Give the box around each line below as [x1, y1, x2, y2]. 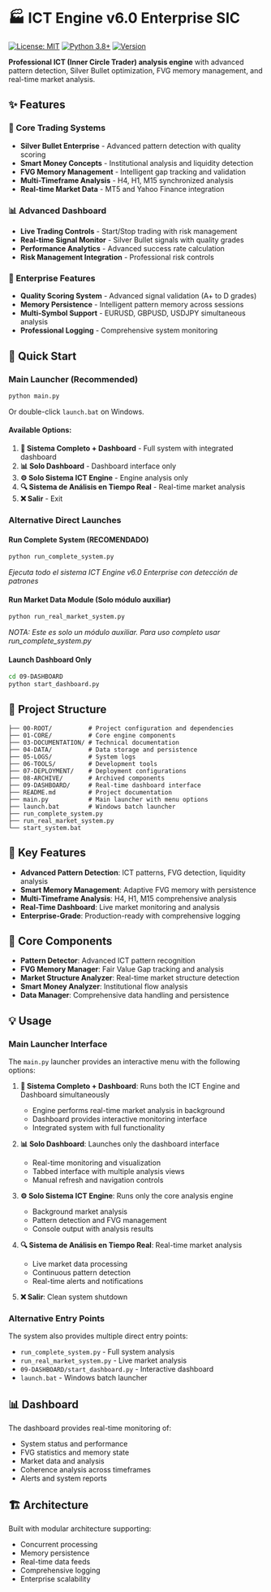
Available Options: [8, 425, 72, 435]
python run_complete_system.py [8, 553, 114, 561]
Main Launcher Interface [8, 1038, 108, 1050]
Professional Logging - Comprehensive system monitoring [19, 325, 218, 336]
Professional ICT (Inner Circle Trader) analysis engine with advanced [8, 57, 245, 67]
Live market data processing [32, 1259, 128, 1269]
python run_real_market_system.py [8, 613, 126, 621]
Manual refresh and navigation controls [32, 1175, 164, 1185]
